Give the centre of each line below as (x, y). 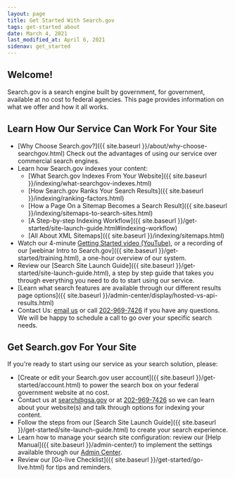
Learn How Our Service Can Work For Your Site (112, 129)
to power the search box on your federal (140, 385)
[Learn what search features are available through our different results (119, 288)
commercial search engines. (58, 161)
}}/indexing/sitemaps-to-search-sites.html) (90, 213)
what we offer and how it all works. (58, 107)
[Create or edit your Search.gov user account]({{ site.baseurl (106, 377)
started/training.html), (49, 258)
